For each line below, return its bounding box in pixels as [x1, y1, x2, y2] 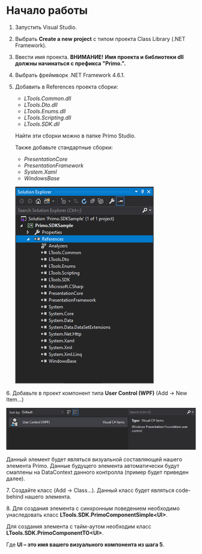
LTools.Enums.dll [23, 107, 66, 115]
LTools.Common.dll [23, 95, 72, 102]
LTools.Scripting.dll [23, 114, 72, 121]
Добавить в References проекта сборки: [14, 83, 118, 90]
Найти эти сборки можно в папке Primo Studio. [14, 132, 136, 139]
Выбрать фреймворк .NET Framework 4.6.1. [14, 71, 125, 78]
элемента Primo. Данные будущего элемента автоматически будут [6, 462, 180, 470]
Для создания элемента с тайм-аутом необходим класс [6, 523, 151, 530]
